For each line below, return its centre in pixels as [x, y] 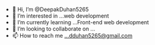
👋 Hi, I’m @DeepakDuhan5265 [50, 9]
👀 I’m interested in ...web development [60, 16]
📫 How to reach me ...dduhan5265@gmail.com [72, 36]
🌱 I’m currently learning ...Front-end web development [80, 22]
